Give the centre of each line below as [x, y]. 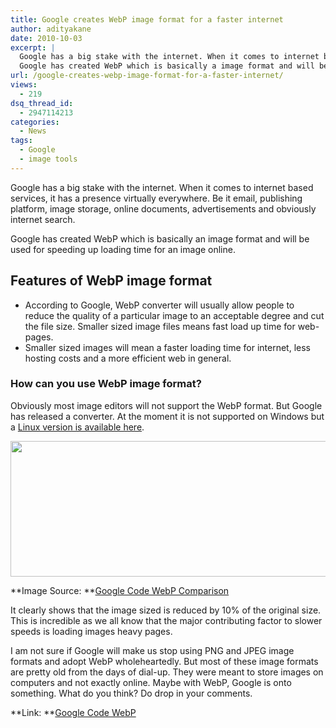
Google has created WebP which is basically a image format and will [167, 66]
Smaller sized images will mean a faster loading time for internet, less [167, 347]
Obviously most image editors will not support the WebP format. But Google [166, 405]
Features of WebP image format [111, 281]
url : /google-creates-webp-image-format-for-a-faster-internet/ [147, 76]
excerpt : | [33, 47]
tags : [21, 141]
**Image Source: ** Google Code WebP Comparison [120, 590]
